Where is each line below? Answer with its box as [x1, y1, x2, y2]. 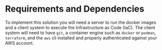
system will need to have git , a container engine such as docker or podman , [5, 30, 156, 35]
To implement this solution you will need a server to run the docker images [5, 19, 157, 25]
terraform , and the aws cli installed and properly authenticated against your [5, 35, 158, 41]
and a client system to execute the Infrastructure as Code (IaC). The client [5, 24, 156, 30]
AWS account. [5, 40, 34, 46]
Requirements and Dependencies [5, 3, 144, 15]
